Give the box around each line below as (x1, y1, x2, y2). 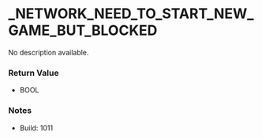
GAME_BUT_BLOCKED (8, 21, 158, 39)
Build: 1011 (19, 123, 54, 133)
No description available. (8, 47, 89, 57)
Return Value (8, 67, 59, 78)
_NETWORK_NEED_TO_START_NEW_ (8, 5, 254, 23)
